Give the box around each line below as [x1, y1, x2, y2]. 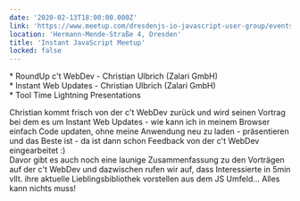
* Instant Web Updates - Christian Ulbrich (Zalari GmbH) [9, 80, 216, 91]
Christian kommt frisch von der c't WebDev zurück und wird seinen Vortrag [9, 107, 286, 118]
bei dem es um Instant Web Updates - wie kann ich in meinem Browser [9, 117, 271, 128]
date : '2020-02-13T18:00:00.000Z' [9, 13, 138, 22]
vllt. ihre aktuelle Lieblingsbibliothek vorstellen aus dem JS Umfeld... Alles [9, 173, 280, 184]
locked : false [9, 46, 62, 55]
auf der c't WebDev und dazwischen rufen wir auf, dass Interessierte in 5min [9, 164, 291, 175]
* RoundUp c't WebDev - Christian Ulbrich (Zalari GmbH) [9, 71, 219, 81]
